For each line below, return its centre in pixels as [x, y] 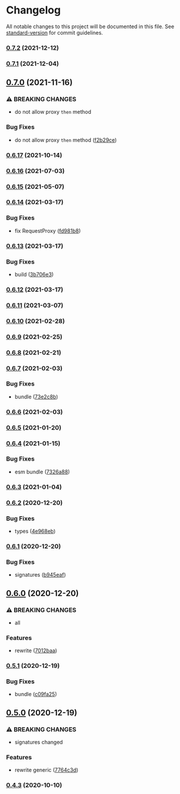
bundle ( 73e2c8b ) [36, 397]
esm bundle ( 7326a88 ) [42, 472]
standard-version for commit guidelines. [55, 32]
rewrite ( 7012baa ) [36, 650]
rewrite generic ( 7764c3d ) [46, 770]
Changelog [33, 10]
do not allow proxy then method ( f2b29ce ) [66, 140]
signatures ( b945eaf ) [40, 575]
